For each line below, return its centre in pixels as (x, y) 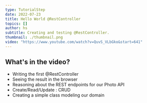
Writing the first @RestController (45, 74)
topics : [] (16, 24)
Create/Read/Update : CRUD (41, 90)
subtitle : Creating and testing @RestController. (57, 33)
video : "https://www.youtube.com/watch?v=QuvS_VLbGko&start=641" (74, 42)
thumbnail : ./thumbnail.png (34, 38)
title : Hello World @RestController (43, 19)
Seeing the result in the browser (45, 79)
